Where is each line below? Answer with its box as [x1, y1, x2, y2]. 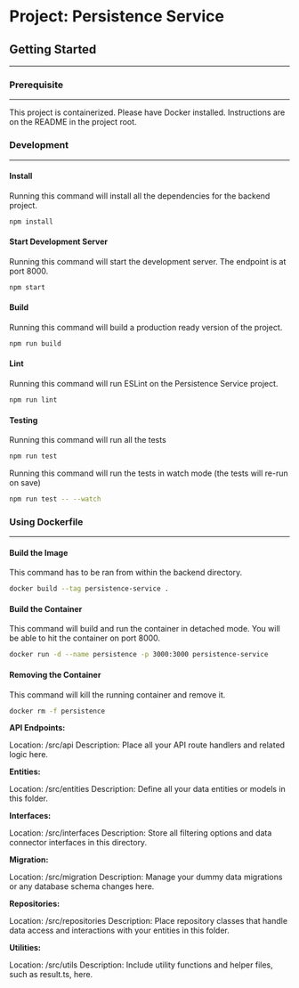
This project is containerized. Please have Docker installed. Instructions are [9, 107, 286, 118]
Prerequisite [9, 78, 64, 91]
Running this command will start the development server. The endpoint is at [9, 256, 287, 266]
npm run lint [9, 396, 58, 404]
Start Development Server [9, 236, 109, 247]
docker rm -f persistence [9, 706, 105, 715]
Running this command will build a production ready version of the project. [9, 322, 283, 332]
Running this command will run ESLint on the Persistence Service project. [9, 379, 279, 389]
